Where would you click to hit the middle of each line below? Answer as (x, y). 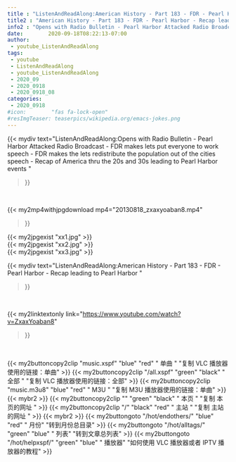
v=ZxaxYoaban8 (31, 321)
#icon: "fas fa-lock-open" (58, 112)
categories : (25, 99)
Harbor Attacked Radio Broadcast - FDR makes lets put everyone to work (113, 146)
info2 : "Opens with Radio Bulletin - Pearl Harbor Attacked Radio (108, 27)
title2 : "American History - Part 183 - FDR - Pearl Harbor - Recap (111, 20)
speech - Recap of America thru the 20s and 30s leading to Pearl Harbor (113, 161)
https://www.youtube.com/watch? (132, 313)
